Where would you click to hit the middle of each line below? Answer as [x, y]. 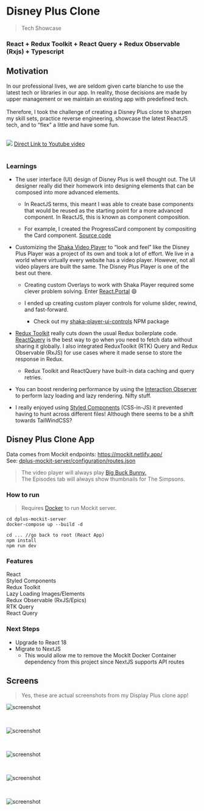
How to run [23, 495]
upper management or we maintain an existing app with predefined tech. [97, 99]
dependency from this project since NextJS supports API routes [104, 662]
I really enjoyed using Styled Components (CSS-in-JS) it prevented [99, 407]
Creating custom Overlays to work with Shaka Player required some [109, 285]
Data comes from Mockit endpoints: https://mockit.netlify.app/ [84, 454]
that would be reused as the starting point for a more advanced [104, 210]
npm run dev [21, 546]
